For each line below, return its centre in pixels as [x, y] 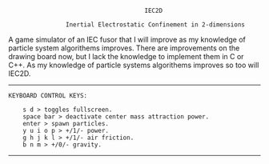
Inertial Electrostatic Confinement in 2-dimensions [155, 25]
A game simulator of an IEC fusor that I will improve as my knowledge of [127, 40]
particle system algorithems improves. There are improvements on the [124, 48]
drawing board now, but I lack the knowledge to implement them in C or [126, 56]
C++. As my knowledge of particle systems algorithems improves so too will [134, 65]
